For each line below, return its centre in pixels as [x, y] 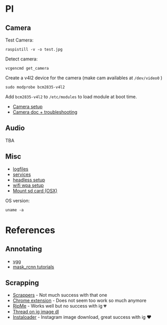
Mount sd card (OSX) [35, 190]
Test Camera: [19, 40]
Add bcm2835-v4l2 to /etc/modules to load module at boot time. [71, 97]
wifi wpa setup [28, 185]
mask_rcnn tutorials [33, 267]
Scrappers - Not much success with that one [60, 295]
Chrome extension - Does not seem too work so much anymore [79, 300]
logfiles [20, 169]
